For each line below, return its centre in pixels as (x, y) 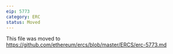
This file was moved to (33, 39)
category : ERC (23, 17)
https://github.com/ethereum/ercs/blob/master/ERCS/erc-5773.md (86, 45)
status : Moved (23, 22)
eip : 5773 (18, 11)
